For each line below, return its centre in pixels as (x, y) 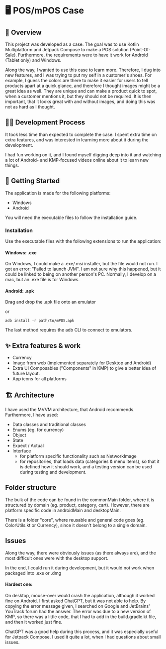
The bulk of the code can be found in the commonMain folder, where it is (80, 500)
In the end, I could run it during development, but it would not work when (80, 568)
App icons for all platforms (40, 379)
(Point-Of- (140, 50)
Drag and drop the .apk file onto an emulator (50, 302)
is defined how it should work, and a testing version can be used (86, 466)
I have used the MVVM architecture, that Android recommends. (70, 409)
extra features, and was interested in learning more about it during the (77, 140)
